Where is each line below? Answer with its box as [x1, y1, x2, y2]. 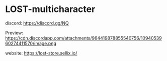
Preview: [5, 29, 24, 35]
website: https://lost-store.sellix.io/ [5, 50, 77, 56]
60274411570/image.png [5, 40, 56, 46]
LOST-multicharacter [5, 3, 96, 15]
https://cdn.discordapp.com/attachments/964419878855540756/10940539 [5, 35, 162, 41]
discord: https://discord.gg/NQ [5, 20, 69, 26]
